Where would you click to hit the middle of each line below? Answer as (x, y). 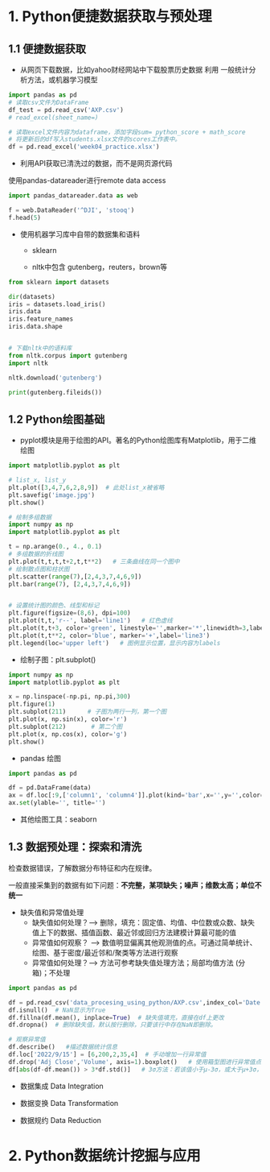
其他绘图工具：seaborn (59, 819)
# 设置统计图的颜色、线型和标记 (54, 606)
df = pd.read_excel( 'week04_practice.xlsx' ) (84, 147)
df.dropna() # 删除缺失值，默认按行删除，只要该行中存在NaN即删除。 (112, 1025)
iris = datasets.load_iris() (57, 304)
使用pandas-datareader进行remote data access (87, 180)
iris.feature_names (41, 319)
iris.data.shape (35, 327)
